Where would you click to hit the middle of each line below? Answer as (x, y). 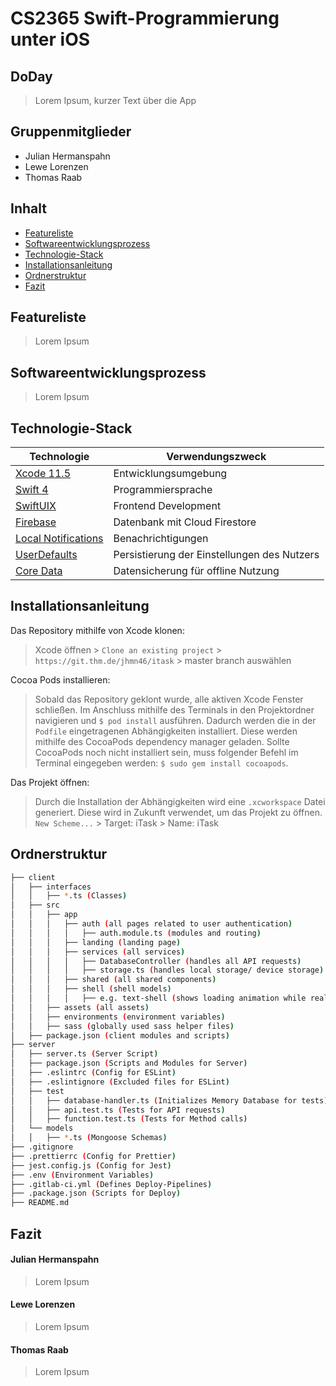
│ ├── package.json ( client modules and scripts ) (120, 1035)
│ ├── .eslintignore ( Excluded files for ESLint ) (120, 1082)
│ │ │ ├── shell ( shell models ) (91, 989)
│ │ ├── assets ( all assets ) (80, 1007)
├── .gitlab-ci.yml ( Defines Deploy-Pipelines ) (111, 1184)
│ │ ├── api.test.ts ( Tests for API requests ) (118, 1110)
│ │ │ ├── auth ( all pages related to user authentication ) (151, 924)
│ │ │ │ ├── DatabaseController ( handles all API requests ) (156, 961)
